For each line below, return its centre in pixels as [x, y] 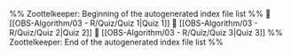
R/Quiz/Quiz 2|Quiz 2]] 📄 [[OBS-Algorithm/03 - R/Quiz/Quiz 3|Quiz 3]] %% [146, 32]
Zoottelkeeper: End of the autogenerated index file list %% [116, 42]
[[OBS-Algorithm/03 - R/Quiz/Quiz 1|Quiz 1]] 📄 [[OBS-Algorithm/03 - [134, 23]
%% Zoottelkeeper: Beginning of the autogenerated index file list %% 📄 [140, 14]
